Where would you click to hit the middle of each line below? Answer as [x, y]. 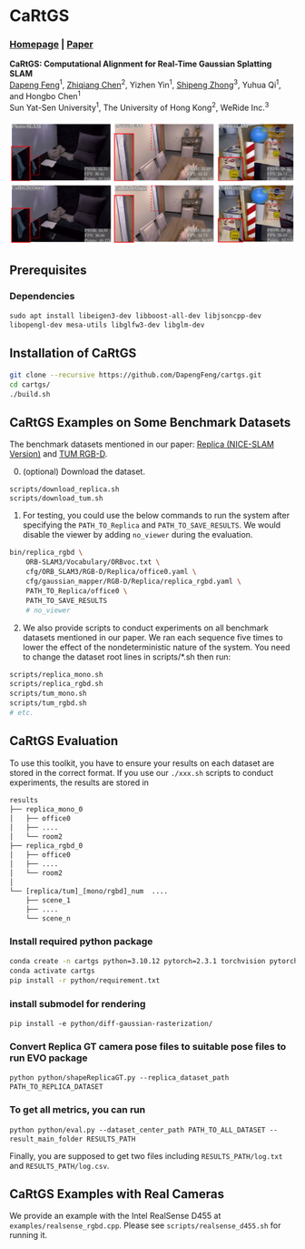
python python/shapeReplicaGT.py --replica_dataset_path [119, 1078]
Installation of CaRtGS [73, 353]
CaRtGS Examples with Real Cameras [117, 1194]
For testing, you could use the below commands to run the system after [156, 516]
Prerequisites [48, 270]
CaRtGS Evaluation [64, 741]
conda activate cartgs [52, 971]
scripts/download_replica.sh [64, 489]
